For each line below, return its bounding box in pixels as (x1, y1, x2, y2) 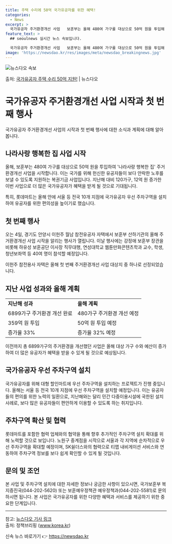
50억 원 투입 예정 (77, 319, 117, 326)
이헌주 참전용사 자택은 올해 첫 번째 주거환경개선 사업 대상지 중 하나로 (5, 261, 142, 268)
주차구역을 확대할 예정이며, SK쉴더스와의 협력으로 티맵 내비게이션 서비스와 (10, 444, 159, 450)
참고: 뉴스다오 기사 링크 (5, 516, 52, 522)
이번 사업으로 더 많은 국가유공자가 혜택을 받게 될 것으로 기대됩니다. (5, 183, 138, 189)
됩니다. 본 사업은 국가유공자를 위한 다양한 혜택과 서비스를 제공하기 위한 (18, 494, 160, 500)
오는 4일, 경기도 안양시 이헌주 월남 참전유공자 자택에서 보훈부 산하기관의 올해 (5, 231, 159, 237)
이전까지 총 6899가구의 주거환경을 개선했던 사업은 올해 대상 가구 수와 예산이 (5, 343, 157, 349)
